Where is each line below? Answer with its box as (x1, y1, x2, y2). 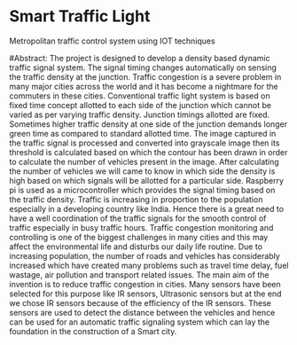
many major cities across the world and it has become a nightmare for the (9, 81, 278, 91)
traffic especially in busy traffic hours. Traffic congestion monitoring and (9, 222, 274, 232)
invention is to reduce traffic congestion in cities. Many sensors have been (9, 278, 281, 289)
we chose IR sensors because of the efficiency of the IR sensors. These (9, 297, 272, 308)
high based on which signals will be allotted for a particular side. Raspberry (9, 175, 285, 185)
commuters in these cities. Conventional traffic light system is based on (9, 90, 270, 101)
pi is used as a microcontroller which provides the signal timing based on (9, 184, 276, 195)
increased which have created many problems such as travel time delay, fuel (9, 260, 289, 271)
